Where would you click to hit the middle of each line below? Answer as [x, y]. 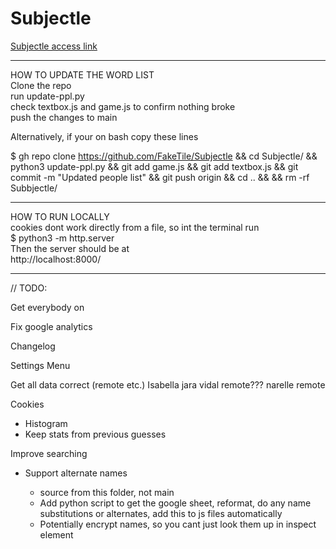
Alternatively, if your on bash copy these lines [104, 136]
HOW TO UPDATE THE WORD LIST [82, 74]
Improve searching [49, 453]
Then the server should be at [70, 248]
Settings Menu [40, 365]
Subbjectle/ [34, 188]
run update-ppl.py [47, 96]
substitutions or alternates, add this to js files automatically [161, 513]
